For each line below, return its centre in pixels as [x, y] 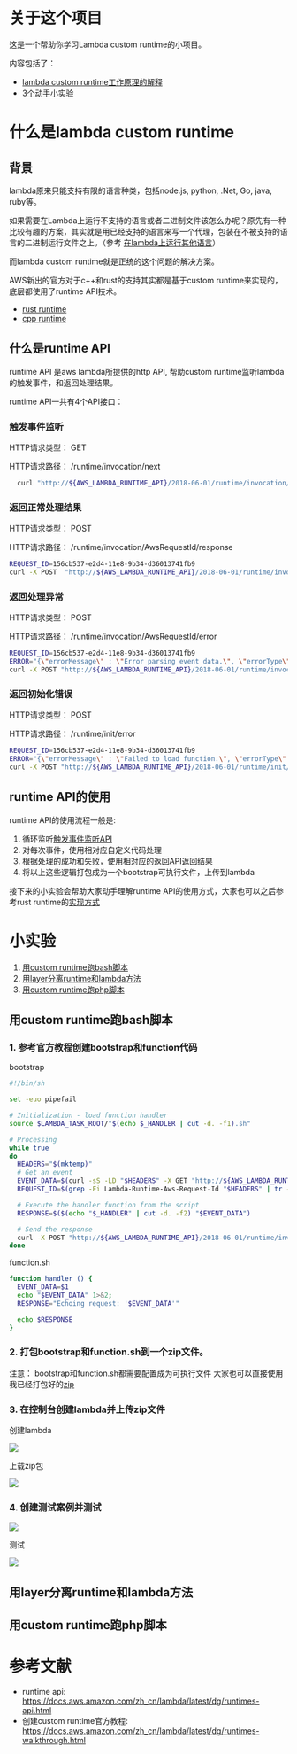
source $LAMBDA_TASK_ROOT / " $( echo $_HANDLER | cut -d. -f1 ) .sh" [130, 1123]
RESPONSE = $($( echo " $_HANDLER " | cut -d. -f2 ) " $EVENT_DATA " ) [134, 1213]
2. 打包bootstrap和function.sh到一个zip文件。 [109, 1352]
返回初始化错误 [41, 694]
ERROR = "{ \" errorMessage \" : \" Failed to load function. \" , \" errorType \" [148, 759]
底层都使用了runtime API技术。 [65, 291]
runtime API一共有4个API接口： [66, 401]
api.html [37, 1711]
